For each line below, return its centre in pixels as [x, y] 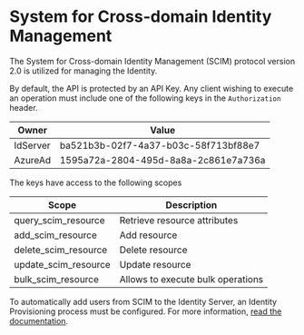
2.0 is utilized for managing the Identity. [83, 71]
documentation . [39, 320]
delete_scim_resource [61, 250]
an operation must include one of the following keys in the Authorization [145, 98]
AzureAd [33, 160]
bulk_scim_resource [57, 279]
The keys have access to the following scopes [96, 182]
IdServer [32, 145]
